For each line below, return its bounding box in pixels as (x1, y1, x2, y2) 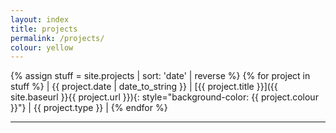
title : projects (10, 24, 78, 34)
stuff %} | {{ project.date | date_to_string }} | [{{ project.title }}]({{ (10, 81, 278, 93)
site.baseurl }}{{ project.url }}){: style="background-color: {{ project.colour (10, 91, 319, 103)
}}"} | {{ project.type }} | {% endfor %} (10, 102, 168, 114)
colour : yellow (10, 42, 74, 53)
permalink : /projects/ (10, 33, 105, 43)
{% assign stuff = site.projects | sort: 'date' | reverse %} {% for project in (10, 70, 311, 82)
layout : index (10, 14, 70, 25)
